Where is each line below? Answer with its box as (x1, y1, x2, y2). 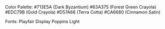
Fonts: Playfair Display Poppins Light (5, 19, 80, 24)
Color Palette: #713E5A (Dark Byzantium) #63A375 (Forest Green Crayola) (5, 4, 157, 10)
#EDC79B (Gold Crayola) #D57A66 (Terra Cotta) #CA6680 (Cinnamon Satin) (5, 9, 161, 15)
